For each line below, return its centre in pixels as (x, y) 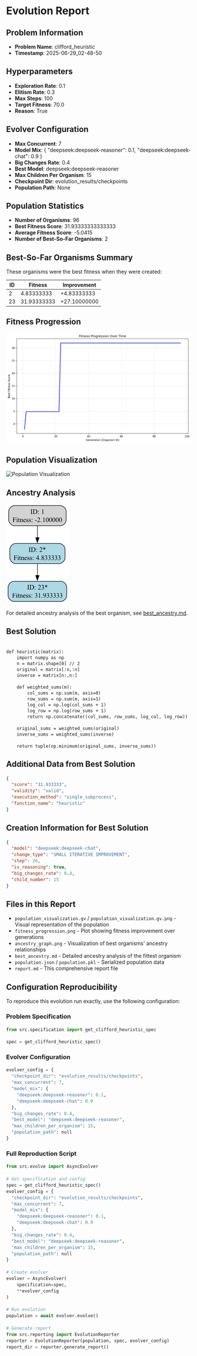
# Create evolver (27, 1272)
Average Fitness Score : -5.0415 (54, 233)
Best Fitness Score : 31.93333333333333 (65, 226)
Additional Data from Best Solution (71, 764)
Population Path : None (42, 188)
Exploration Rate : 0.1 (40, 86)
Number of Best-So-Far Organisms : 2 (61, 239)
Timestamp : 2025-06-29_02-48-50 (58, 53)
